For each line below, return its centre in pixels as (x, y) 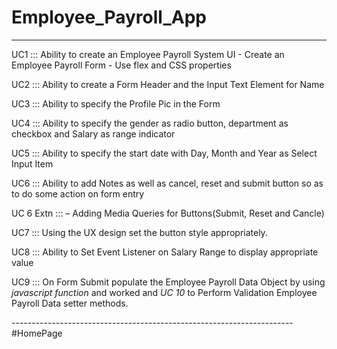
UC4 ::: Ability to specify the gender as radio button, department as (150, 123)
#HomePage (37, 333)
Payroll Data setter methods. (70, 303)
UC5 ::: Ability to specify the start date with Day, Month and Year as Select (164, 153)
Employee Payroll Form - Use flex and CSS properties (121, 65)
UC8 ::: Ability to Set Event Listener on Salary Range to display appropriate (165, 252)
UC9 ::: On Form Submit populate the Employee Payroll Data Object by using (168, 282)
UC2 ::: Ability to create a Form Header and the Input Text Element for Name (168, 84)
